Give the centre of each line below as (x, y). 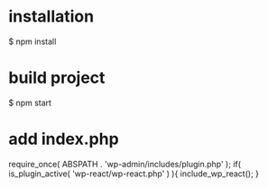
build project (57, 78)
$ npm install (32, 41)
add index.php (64, 139)
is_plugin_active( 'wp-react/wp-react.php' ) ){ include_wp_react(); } (134, 174)
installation (51, 17)
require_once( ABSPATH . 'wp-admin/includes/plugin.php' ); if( (125, 164)
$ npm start (30, 103)
